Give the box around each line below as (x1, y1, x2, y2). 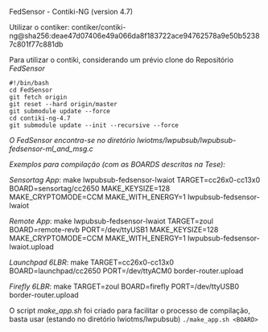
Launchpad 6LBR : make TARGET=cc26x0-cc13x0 (9, 257, 175, 267)
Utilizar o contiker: (9, 23, 70, 31)
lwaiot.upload (9, 242, 55, 252)
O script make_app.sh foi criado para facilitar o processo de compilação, (9, 305, 250, 315)
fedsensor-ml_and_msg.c (9, 144, 93, 154)
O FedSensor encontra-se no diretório (9, 136, 136, 145)
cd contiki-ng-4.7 (9, 114, 71, 122)
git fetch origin (9, 93, 68, 101)
